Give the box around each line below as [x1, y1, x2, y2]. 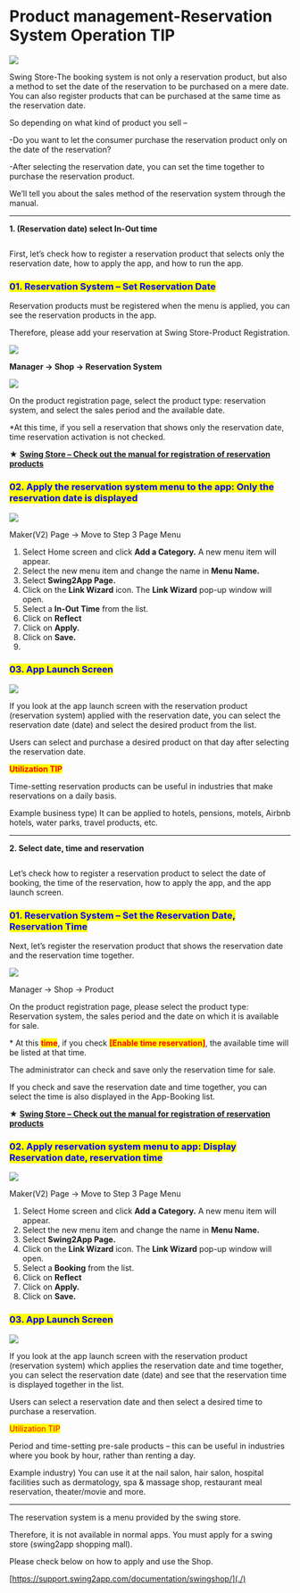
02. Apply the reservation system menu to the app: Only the [9, 480, 275, 493]
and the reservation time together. [9, 950, 135, 961]
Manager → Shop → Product [9, 984, 114, 995]
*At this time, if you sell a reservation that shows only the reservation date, [9, 422, 284, 433]
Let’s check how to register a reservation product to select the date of [9, 868, 266, 879]
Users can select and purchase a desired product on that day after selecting [9, 737, 290, 747]
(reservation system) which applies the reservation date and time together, [9, 1360, 284, 1371]
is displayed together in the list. [9, 1379, 125, 1389]
